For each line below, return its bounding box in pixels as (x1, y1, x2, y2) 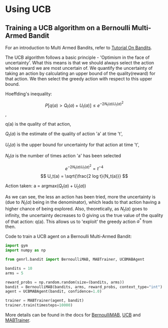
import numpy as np (5, 248, 46, 253)
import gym (5, 243, 28, 248)
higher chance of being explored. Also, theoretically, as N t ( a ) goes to (5, 205, 148, 213)
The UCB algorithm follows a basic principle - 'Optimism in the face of (5, 54, 150, 60)
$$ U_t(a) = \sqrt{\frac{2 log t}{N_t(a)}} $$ (40, 173, 128, 179)
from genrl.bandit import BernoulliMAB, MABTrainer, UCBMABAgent (5, 257, 144, 262)
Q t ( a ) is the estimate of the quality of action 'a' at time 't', (5, 131, 123, 138)
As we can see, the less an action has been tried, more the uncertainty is (5, 194, 156, 200)
